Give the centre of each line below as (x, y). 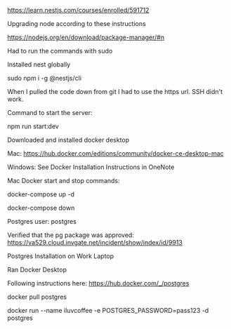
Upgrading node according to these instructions (77, 23)
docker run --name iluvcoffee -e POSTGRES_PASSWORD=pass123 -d (108, 310)
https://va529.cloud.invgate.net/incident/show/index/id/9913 (95, 242)
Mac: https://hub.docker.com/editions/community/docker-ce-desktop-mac (115, 153)
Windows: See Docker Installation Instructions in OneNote (91, 167)
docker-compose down (41, 208)
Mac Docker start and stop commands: (64, 181)
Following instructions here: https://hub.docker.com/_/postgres (98, 283)
